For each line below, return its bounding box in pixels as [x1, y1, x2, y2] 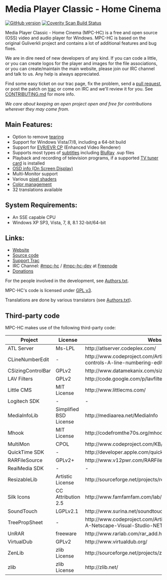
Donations [12, 268, 34, 274]
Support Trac [12, 258, 40, 264]
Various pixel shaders [12, 176, 57, 182]
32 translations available [12, 187, 63, 193]
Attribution [55, 493, 81, 500]
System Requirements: [5, 201, 78, 209]
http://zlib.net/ [85, 564, 118, 571]
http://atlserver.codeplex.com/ [85, 345, 157, 352]
